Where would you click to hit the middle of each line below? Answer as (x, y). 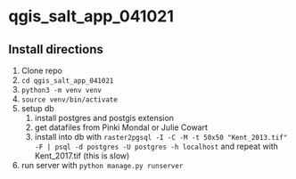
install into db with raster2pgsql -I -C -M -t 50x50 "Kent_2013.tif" (161, 137)
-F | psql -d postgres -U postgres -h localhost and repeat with (156, 146)
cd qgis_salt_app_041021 (67, 81)
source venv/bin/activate (69, 100)
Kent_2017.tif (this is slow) (82, 156)
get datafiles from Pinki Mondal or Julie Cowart (121, 127)
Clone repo (42, 70)
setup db (37, 108)
